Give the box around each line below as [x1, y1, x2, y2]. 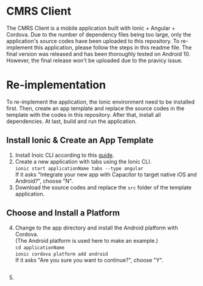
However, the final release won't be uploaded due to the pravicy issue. [6, 57, 183, 64]
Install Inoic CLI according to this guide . [15, 151, 114, 159]
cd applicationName [15, 245, 65, 251]
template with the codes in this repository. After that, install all [6, 111, 161, 118]
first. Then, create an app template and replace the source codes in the [6, 105, 185, 112]
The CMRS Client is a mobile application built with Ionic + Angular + [6, 24, 176, 32]
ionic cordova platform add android [15, 251, 108, 257]
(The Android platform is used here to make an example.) [15, 237, 159, 244]
